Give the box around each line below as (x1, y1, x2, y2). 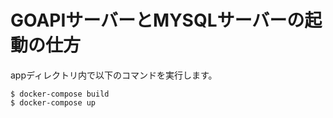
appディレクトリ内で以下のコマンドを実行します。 (10, 69, 218, 81)
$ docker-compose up (10, 97, 97, 108)
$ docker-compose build (10, 89, 110, 99)
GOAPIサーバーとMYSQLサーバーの (10, 9, 305, 32)
